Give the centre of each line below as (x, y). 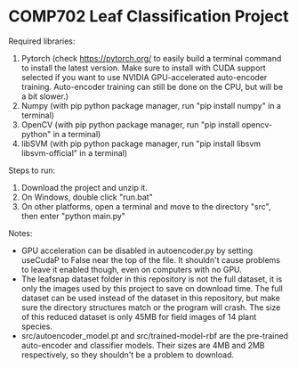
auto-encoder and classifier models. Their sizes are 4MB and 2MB (143, 345)
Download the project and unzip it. (84, 187)
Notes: (20, 233)
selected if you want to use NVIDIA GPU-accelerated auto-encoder (144, 77)
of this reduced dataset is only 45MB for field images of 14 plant (139, 316)
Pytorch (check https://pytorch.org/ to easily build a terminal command (151, 58)
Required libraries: (42, 41)
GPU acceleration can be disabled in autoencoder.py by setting (137, 250)
